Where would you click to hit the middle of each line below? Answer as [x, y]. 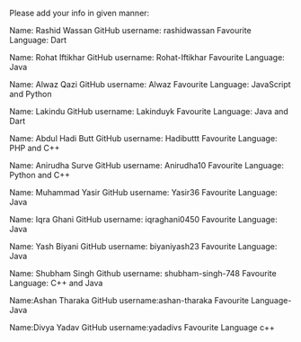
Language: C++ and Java [56, 283]
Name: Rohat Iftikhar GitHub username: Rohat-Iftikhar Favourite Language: [147, 57]
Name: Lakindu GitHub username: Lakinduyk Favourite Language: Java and [149, 111]
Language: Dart [38, 40]
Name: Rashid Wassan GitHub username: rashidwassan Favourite [130, 30]
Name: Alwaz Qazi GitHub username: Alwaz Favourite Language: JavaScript [150, 84]
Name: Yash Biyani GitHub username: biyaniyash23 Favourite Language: [143, 246]
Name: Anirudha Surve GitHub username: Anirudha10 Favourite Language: [147, 165]
